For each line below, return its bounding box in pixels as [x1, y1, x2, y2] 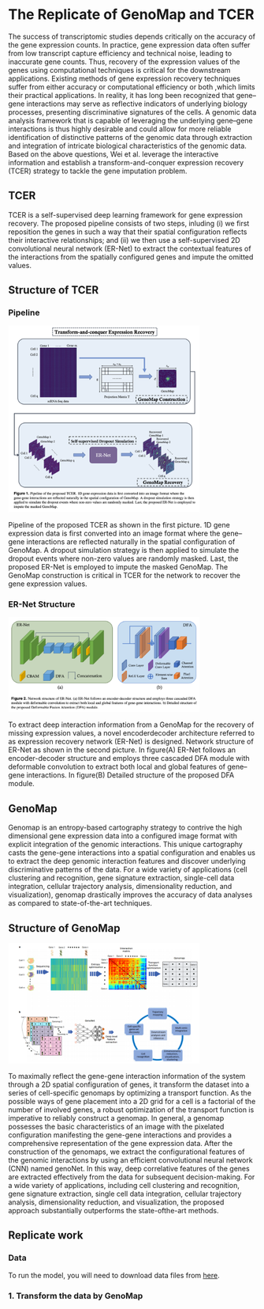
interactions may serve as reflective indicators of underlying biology [26, 99, 248, 108]
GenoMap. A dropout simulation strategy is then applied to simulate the [8, 546, 240, 555]
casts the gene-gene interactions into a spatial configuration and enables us [8, 848, 256, 857]
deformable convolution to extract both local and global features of [8, 762, 226, 772]
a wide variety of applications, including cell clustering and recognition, [8, 1180, 240, 1190]
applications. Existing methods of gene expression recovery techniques [8, 74, 240, 83]
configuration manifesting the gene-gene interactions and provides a [8, 1129, 232, 1140]
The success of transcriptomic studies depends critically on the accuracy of [8, 32, 256, 41]
